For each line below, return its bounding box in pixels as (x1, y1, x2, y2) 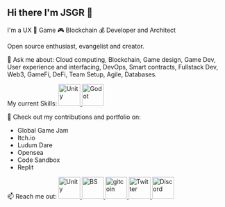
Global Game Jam (17, 126, 69, 134)
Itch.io (17, 133, 36, 142)
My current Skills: (7, 99, 58, 108)
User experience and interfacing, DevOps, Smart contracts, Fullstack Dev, (7, 63, 219, 71)
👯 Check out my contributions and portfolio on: (7, 113, 141, 121)
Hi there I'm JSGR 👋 (7, 7, 93, 19)
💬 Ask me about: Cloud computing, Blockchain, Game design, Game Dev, (7, 55, 216, 63)
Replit (17, 163, 34, 171)
